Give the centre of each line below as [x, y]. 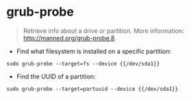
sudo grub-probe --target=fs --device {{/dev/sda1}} [83, 63]
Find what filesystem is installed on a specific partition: [94, 51]
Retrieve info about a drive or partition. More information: [103, 31]
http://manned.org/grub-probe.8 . [70, 38]
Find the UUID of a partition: [56, 76]
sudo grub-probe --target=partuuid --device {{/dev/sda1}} [92, 89]
